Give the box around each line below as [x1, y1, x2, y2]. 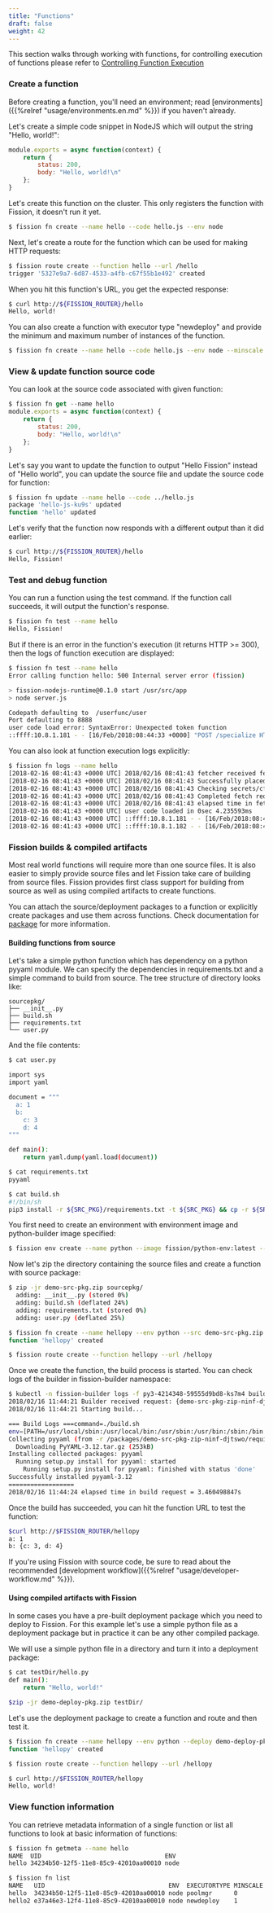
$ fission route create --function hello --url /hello [8, 261, 198, 270]
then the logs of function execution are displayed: [8, 648, 175, 658]
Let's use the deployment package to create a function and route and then [8, 1713, 258, 1722]
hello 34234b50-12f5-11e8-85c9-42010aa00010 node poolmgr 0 [8, 1889, 238, 1898]
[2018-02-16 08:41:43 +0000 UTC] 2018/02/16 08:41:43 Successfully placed [8, 777, 267, 785]
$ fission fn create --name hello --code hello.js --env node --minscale [8, 347, 264, 355]
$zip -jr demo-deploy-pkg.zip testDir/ [8, 1699, 144, 1707]
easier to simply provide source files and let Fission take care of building [8, 869, 251, 879]
